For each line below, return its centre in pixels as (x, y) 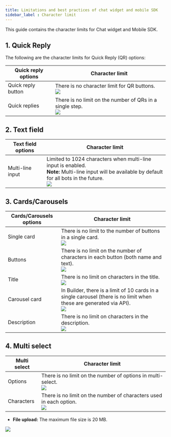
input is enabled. (66, 166)
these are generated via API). (96, 303)
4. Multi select (28, 346)
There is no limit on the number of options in (94, 375)
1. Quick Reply (28, 45)
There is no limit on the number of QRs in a (106, 100)
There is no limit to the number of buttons (110, 231)
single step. (69, 106)
